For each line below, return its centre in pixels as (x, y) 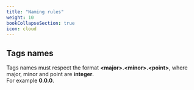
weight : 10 (20, 18)
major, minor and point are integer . (50, 74)
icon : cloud (21, 29)
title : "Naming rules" (35, 12)
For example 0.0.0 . (31, 81)
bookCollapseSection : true (41, 23)
